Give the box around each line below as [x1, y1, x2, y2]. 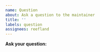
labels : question [5, 22, 43, 27]
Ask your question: [5, 41, 47, 47]
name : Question [5, 7, 38, 13]
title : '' [5, 17, 27, 22]
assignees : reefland [5, 27, 50, 32]
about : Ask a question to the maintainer [5, 12, 95, 18]
